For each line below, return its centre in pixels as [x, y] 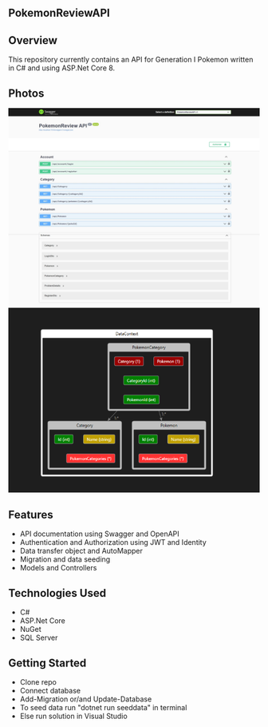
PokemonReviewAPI [59, 13]
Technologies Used [57, 593]
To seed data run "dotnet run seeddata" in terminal [103, 707]
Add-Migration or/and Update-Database [86, 699]
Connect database [50, 690]
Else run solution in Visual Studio [73, 716]
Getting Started [47, 663]
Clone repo [38, 681]
